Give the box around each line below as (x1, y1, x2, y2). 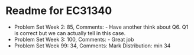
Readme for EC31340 (5, 4, 112, 18)
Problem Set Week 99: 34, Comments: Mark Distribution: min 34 (14, 42, 171, 49)
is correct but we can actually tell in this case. (14, 29, 126, 36)
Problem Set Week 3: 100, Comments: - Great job (14, 36, 134, 43)
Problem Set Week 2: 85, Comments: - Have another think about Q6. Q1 (14, 23, 189, 30)
